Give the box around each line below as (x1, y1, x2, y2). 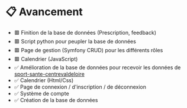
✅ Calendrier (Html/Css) (14, 76, 74, 83)
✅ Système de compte (14, 90, 69, 97)
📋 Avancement (5, 5, 83, 19)
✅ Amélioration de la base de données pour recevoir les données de (14, 63, 181, 71)
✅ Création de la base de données (14, 96, 98, 103)
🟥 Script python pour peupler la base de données (14, 38, 137, 45)
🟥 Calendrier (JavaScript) (14, 55, 78, 62)
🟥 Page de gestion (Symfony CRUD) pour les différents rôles (14, 46, 163, 53)
